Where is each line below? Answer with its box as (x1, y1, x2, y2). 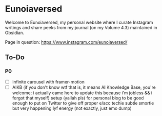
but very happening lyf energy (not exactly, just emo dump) (12, 105, 132, 111)
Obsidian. (5, 30, 24, 35)
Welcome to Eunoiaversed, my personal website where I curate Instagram (5, 19, 153, 25)
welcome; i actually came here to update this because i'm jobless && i (12, 90, 153, 96)
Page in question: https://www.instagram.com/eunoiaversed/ (5, 39, 128, 45)
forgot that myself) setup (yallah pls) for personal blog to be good (12, 95, 144, 100)
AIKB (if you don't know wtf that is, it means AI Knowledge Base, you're (12, 84, 156, 90)
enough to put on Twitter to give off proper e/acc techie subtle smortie (12, 100, 154, 106)
